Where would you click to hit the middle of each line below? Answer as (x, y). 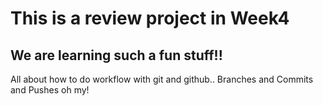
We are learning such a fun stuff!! (116, 55)
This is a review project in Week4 (150, 18)
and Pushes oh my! (50, 90)
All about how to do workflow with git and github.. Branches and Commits (162, 79)
